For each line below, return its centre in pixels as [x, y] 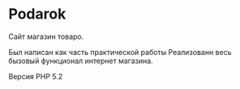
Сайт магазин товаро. [46, 36]
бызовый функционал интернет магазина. [81, 61]
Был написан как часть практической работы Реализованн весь [120, 52]
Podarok [37, 14]
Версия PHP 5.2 [36, 76]
